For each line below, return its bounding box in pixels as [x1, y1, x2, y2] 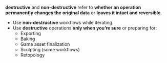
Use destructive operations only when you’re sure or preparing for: [12, 25, 157, 31]
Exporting [20, 30, 41, 36]
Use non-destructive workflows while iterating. [12, 20, 114, 25]
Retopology [20, 52, 45, 58]
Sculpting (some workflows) [20, 47, 80, 52]
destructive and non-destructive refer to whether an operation [5, 5, 141, 10]
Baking [20, 36, 35, 42]
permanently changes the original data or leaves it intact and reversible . [5, 10, 162, 16]
